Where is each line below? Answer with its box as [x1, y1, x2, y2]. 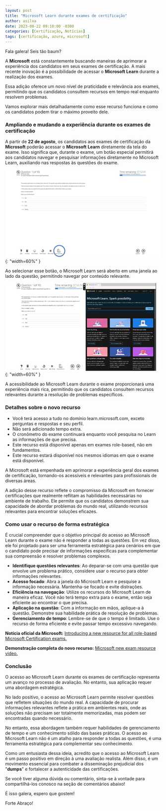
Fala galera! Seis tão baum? [5, 49, 62, 54]
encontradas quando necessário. [5, 715, 73, 721]
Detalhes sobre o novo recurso [5, 404, 81, 411]
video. [5, 650, 18, 656]
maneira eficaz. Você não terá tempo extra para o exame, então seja [12, 594, 152, 600]
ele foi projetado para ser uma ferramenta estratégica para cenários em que [5, 542, 161, 548]
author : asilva [5, 18, 37, 23]
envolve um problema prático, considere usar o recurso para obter [12, 568, 149, 574]
